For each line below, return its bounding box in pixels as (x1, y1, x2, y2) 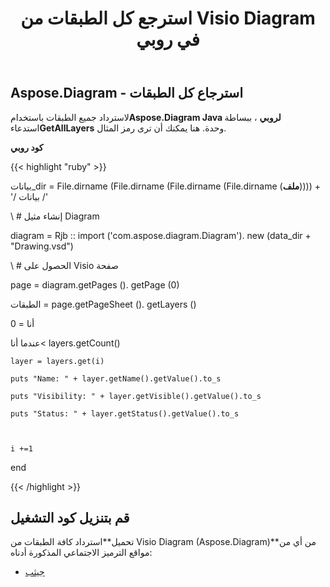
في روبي (136, 28, 200, 51)
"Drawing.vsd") (10, 240, 74, 252)
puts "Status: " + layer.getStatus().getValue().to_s (10, 408, 240, 419)
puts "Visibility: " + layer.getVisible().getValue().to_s (10, 391, 262, 401)
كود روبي (10, 141, 44, 153)
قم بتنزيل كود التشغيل (10, 510, 130, 526)
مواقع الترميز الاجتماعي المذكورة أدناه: (10, 547, 153, 559)
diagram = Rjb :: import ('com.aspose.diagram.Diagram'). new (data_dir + (10, 229, 312, 241)
